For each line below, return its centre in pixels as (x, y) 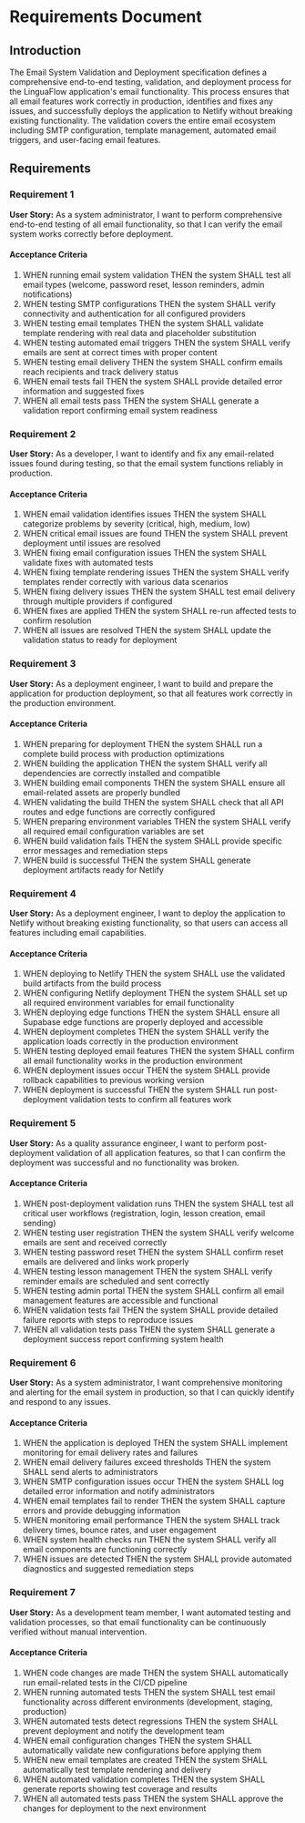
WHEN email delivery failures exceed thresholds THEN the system (147, 1462)
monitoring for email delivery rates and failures (110, 1453)
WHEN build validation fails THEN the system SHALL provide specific (152, 841)
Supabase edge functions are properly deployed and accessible (143, 1022)
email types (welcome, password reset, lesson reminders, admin (143, 284)
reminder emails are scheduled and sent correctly (116, 1281)
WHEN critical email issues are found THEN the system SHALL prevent (155, 534)
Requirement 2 (43, 434)
